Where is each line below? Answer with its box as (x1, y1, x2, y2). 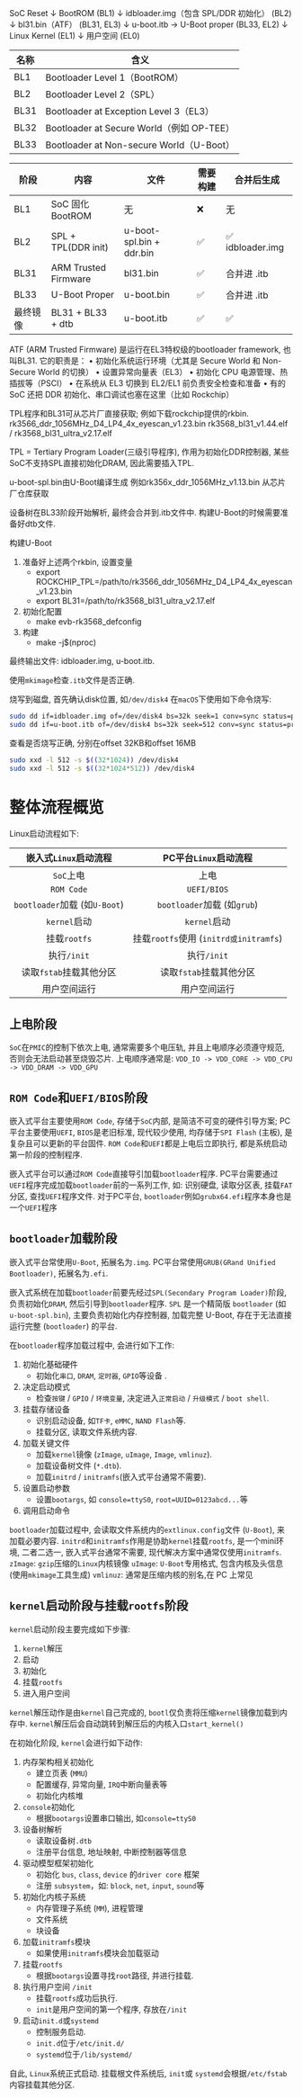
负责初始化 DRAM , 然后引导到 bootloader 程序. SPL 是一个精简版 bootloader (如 (9, 1298, 287, 1309)
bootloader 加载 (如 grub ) (156, 899, 259, 911)
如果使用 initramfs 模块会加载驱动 (35, 1947, 160, 1959)
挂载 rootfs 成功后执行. (35, 1992, 119, 2004)
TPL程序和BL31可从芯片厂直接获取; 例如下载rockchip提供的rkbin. (9, 408, 249, 418)
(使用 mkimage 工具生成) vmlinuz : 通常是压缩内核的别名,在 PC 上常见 (9, 1569, 253, 1580)
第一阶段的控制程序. (9, 1150, 84, 1161)
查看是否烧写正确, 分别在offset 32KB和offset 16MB (9, 737, 196, 749)
